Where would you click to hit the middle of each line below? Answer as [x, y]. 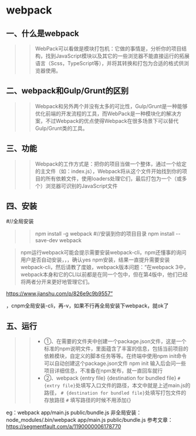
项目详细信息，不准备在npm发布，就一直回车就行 [103, 371]
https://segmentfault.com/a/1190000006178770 [64, 427]
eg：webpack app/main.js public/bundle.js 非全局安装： [74, 412]
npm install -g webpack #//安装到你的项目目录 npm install [105, 234]
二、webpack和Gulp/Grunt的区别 [67, 91]
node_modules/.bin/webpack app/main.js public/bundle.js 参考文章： [89, 420]
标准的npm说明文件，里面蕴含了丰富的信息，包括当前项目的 [116, 349]
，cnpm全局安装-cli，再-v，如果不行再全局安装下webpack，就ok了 [87, 306]
